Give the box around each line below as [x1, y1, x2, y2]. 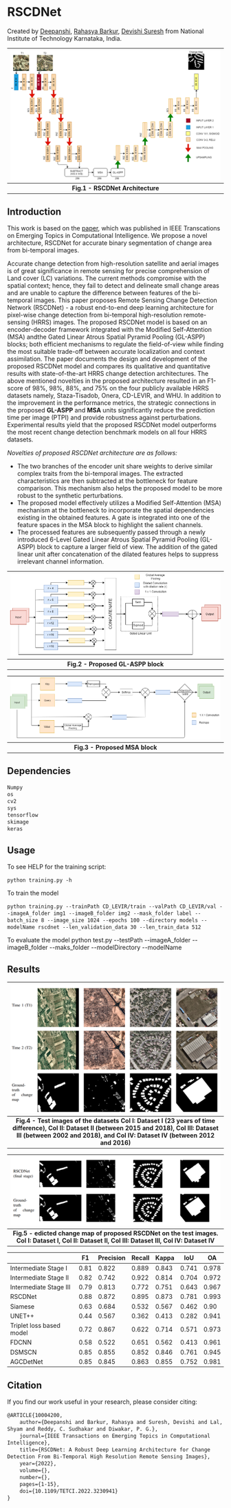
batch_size [7, 917, 38, 924]
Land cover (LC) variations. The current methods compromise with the [7, 274, 207, 283]
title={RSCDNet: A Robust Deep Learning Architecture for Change [19, 1447, 211, 1454]
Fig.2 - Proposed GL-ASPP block [67, 660, 164, 668]
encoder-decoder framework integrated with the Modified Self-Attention [7, 326, 212, 334]
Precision [98, 1253, 126, 1262]
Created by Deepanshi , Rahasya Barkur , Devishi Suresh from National [7, 27, 204, 35]
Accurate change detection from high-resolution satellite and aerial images [7, 259, 219, 268]
